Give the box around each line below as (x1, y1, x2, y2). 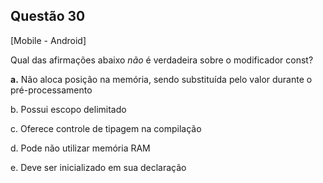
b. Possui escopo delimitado (10, 103, 127, 115)
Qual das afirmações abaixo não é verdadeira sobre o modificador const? (10, 54, 314, 66)
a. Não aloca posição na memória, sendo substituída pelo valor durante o (10, 73, 313, 85)
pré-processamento (10, 84, 93, 96)
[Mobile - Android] (10, 34, 87, 46)
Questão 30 (10, 8, 86, 25)
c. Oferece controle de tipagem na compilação (10, 122, 202, 134)
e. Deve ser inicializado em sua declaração (10, 161, 187, 173)
